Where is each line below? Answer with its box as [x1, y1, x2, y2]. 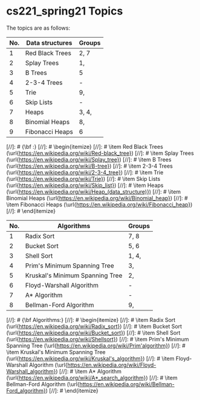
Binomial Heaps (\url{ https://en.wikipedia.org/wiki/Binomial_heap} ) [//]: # [6, 194, 189, 202]
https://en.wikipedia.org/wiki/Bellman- [79, 380, 175, 388]
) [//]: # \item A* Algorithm [56, 367, 122, 375]
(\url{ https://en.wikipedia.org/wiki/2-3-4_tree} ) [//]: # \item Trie [6, 168, 164, 176]
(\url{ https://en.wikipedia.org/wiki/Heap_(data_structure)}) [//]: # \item [6, 188, 181, 195]
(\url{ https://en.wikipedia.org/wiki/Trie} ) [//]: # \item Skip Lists [6, 175, 161, 182]
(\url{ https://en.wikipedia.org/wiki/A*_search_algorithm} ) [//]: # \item [6, 374, 178, 381]
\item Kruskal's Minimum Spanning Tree [6, 348, 106, 355]
